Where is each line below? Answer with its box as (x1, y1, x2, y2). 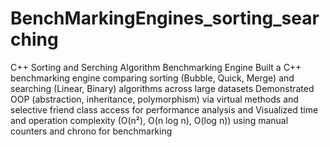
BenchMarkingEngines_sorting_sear (10, 7, 320, 30)
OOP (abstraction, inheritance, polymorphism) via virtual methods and (10, 93, 299, 105)
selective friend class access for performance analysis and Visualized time (10, 103, 319, 116)
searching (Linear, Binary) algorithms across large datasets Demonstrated (10, 82, 315, 94)
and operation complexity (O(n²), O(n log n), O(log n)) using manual (10, 114, 289, 126)
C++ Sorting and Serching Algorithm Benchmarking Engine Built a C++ (10, 61, 302, 73)
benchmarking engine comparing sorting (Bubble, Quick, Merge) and (10, 72, 295, 84)
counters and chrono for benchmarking (10, 125, 173, 137)
